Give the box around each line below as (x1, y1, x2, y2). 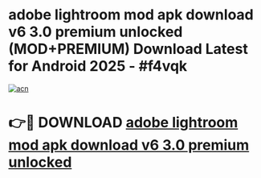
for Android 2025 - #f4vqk (8, 57, 188, 76)
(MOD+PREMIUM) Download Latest (8, 40, 249, 58)
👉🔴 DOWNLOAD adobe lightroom (8, 114, 239, 132)
